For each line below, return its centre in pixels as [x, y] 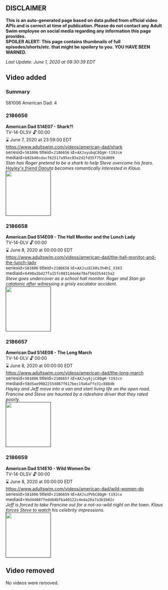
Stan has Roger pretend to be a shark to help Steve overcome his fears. [80, 162]
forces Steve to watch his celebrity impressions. [55, 510]
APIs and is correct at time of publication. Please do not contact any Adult [84, 25]
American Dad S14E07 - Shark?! [40, 126]
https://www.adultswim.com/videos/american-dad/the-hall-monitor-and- [81, 257]
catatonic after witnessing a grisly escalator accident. [61, 284]
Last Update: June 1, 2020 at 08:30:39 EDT [50, 61]
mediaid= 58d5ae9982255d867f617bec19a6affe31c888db [60, 383]
